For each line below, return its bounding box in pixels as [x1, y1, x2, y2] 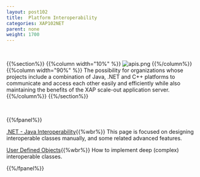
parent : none [6, 26, 40, 32]
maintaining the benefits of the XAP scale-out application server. [6, 86, 170, 93]
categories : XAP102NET [6, 20, 64, 26]
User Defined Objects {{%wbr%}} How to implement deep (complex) [6, 146, 179, 154]
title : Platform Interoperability [6, 15, 98, 21]
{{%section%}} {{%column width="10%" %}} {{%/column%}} [6, 60, 192, 68]
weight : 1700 [6, 32, 40, 38]
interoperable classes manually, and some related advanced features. [6, 135, 182, 142]
